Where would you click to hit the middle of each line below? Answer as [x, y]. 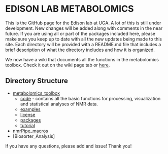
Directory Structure [37, 81]
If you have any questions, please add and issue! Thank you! [69, 146]
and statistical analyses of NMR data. [59, 104]
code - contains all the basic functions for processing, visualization [90, 98]
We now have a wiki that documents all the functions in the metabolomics [82, 59]
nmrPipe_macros [30, 131]
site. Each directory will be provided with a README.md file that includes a [83, 44]
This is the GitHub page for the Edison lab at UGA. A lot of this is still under [83, 23]
